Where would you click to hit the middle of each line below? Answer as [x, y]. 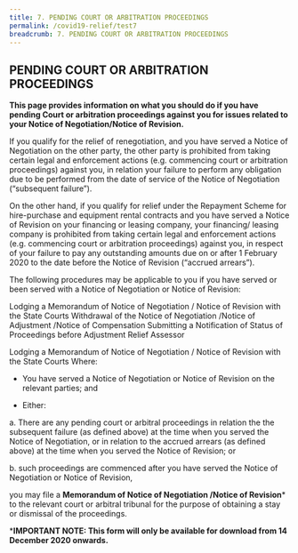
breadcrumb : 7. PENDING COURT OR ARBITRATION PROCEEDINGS [119, 34]
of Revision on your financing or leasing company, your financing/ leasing [144, 225]
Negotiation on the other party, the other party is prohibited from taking [140, 151]
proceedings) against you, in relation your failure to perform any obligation [145, 170]
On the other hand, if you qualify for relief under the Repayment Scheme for [148, 206]
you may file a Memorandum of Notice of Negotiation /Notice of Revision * [148, 495]
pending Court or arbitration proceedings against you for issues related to [149, 115]
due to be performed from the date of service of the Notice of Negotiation [145, 180]
